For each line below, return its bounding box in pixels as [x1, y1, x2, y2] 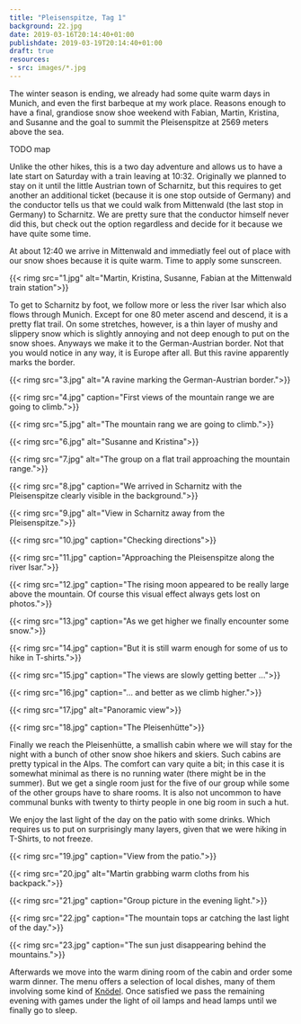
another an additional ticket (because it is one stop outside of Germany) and [9, 190, 291, 201]
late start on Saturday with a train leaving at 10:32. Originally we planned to [9, 170, 287, 181]
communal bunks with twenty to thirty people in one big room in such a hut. [9, 796, 289, 807]
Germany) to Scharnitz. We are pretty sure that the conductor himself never [9, 209, 289, 220]
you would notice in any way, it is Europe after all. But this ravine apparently [9, 347, 289, 358]
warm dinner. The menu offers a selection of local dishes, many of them [9, 975, 276, 986]
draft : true [9, 47, 54, 56]
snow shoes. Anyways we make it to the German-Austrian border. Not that [9, 337, 285, 348]
